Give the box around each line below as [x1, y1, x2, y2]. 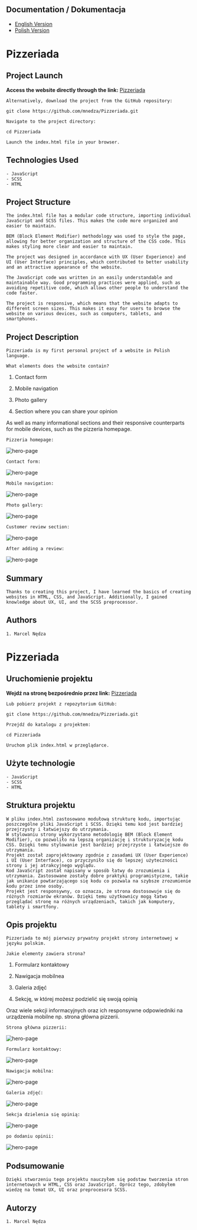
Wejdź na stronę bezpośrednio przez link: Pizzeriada [6, 689, 137, 696]
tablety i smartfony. [6, 904, 60, 910]
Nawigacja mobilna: [6, 1068, 54, 1074]
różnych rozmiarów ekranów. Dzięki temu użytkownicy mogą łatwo [6, 894, 168, 899]
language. [6, 353, 31, 359]
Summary [6, 573, 43, 583]
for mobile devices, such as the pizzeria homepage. [6, 426, 132, 433]
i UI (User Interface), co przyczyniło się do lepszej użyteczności [6, 857, 178, 863]
